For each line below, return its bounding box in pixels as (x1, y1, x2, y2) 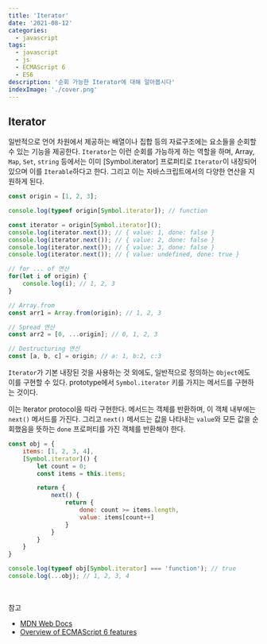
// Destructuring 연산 (8, 345, 80, 353)
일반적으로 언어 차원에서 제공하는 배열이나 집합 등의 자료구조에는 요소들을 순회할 (8, 137, 257, 147)
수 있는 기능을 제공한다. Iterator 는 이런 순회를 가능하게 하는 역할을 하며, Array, (8, 147, 255, 156)
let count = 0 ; (37, 462, 87, 470)
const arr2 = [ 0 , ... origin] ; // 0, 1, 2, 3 (8, 330, 158, 338)
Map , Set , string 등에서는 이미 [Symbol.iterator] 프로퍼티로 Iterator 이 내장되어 (8, 156, 257, 167)
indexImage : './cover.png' (8, 85, 98, 94)
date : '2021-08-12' (8, 19, 73, 27)
